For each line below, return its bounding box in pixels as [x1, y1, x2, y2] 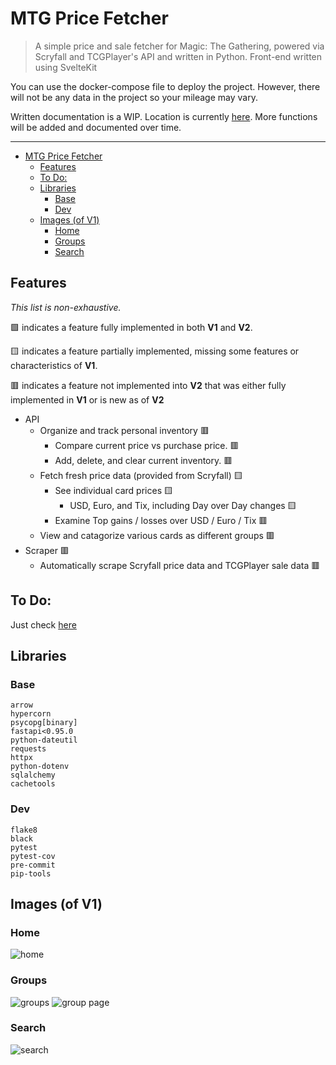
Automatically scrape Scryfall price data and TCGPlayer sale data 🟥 [39, 559, 321, 571]
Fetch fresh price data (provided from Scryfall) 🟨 [39, 469, 243, 481]
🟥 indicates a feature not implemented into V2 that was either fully [10, 379, 287, 391]
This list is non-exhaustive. [10, 301, 122, 313]
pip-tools [10, 868, 52, 879]
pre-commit [10, 860, 56, 870]
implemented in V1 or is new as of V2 [10, 393, 165, 406]
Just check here [10, 618, 77, 631]
